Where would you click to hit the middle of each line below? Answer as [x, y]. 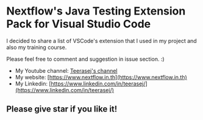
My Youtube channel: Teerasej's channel [66, 70]
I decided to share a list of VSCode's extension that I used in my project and [101, 41]
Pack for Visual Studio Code [79, 24]
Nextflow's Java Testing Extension [96, 11]
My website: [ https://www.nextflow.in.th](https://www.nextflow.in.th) [101, 77]
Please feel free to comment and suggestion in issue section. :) [85, 59]
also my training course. [37, 47]
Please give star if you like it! [62, 109]
